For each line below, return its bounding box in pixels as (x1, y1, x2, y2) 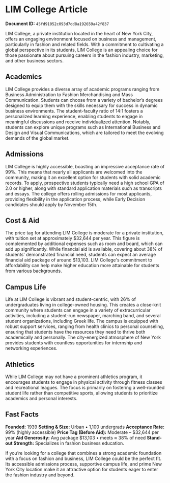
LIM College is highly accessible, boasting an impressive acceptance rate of (5, 163, 165, 169)
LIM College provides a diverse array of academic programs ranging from (5, 86, 159, 92)
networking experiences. (5, 345, 58, 352)
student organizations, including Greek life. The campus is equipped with (5, 318, 159, 324)
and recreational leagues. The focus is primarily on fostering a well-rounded (5, 385, 165, 390)
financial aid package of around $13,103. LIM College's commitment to (5, 257, 153, 263)
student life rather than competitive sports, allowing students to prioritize (5, 390, 158, 396)
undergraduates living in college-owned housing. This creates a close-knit (5, 302, 161, 308)
